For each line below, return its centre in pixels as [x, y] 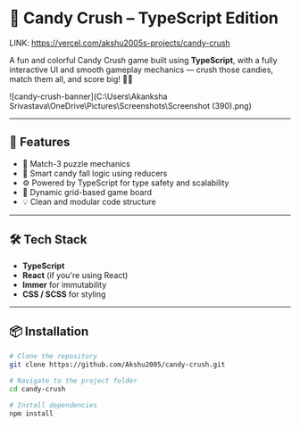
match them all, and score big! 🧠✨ [71, 78]
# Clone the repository [54, 357]
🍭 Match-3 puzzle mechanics [76, 163]
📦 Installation [49, 331]
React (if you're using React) [75, 275]
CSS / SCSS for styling [64, 294]
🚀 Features [40, 142]
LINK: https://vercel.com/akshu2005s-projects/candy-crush [120, 43]
